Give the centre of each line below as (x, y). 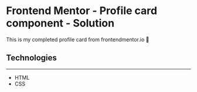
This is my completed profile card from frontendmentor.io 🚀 (78, 39)
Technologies (32, 58)
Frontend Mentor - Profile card (81, 11)
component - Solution (60, 23)
